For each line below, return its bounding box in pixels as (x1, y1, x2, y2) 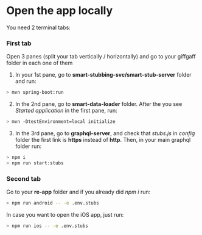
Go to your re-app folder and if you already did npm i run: (6, 188, 151, 195)
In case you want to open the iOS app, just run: (6, 211, 124, 218)
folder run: (15, 142, 42, 150)
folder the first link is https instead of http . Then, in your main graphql (15, 136, 191, 143)
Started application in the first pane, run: (15, 107, 117, 114)
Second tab (6, 174, 41, 183)
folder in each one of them (6, 59, 73, 67)
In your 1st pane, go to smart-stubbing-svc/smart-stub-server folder (15, 71, 192, 79)
